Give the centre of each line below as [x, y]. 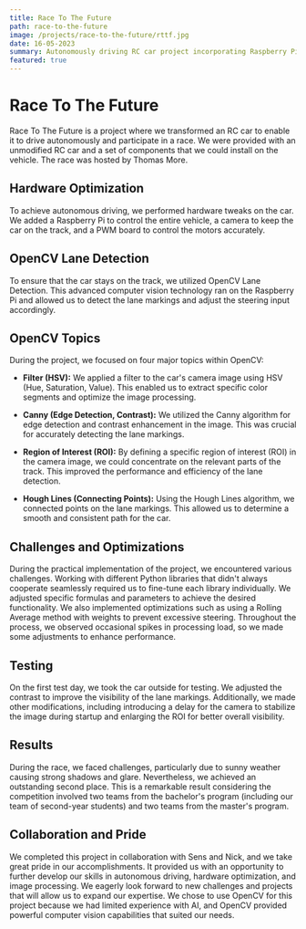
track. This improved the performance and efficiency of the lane [143, 472]
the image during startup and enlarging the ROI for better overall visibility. [147, 716]
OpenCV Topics [55, 338]
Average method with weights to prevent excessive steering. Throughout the [153, 618]
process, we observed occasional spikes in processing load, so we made [147, 627]
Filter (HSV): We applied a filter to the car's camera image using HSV [153, 378]
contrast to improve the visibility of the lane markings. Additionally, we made [153, 697]
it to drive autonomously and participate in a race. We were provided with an [153, 140]
